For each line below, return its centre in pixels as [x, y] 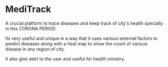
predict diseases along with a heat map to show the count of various [76, 43]
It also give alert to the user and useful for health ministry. [65, 58]
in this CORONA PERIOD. [31, 28]
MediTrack [28, 9]
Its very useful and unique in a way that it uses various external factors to [81, 38]
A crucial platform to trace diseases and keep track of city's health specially [84, 23]
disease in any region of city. [35, 49]
